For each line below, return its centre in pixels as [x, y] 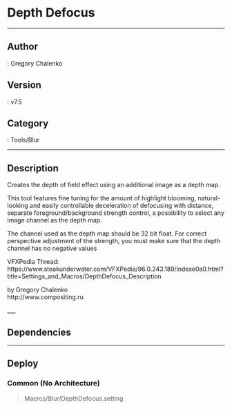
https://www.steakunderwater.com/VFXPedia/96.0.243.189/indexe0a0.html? [115, 269]
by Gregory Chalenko [37, 290]
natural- [209, 198]
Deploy [23, 364]
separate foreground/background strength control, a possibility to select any [116, 213]
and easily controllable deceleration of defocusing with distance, [122, 206]
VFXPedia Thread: [33, 262]
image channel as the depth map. [55, 220]
